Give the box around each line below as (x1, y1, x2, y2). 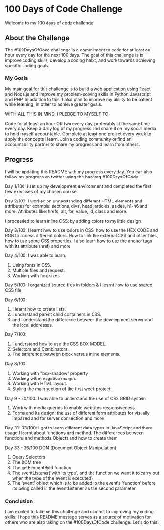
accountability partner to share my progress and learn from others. (5, 141, 140, 148)
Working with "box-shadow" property (12, 370, 88, 376)
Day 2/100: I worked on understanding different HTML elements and (5, 198, 142, 204)
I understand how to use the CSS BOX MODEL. (12, 341, 107, 347)
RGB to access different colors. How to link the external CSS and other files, (5, 232, 158, 238)
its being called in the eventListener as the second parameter (12, 485, 136, 491)
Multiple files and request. (12, 267, 65, 273)
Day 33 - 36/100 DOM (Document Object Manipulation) (5, 445, 117, 451)
